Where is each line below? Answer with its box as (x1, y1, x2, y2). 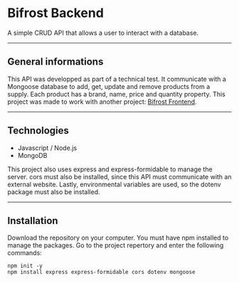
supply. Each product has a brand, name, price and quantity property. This (7, 90, 225, 98)
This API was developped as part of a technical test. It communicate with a (7, 75, 226, 83)
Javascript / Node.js (17, 144, 77, 152)
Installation (7, 215, 58, 227)
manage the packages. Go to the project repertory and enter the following (7, 241, 224, 250)
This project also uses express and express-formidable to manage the (7, 165, 213, 173)
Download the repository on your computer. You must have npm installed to (7, 233, 229, 242)
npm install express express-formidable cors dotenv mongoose (7, 269, 196, 276)
